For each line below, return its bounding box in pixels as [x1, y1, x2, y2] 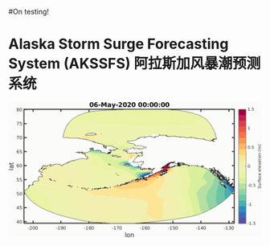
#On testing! [8, 7, 50, 16]
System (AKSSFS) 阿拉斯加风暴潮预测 [8, 55, 261, 73]
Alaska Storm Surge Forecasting [8, 35, 229, 53]
